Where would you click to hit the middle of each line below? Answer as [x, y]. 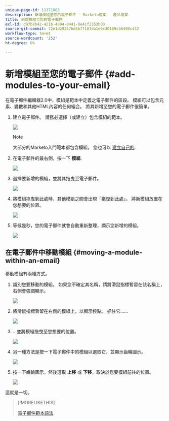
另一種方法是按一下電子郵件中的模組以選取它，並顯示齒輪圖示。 [79, 351]
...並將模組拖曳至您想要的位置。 [46, 331]
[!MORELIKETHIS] [36, 402]
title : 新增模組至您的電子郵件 [34, 19]
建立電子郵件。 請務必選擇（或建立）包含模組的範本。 [69, 117]
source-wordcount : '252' [31, 39]
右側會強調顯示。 [30, 290]
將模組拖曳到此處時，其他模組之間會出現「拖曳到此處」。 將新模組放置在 [88, 199]
